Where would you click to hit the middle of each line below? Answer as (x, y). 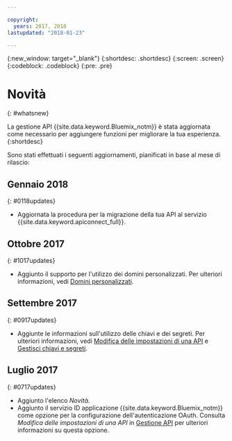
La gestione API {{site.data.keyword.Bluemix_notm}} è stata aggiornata (109, 127)
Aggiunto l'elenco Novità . (53, 400)
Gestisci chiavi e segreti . (52, 348)
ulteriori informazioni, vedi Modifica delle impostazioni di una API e (113, 341)
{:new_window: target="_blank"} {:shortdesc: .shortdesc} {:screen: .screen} (116, 58)
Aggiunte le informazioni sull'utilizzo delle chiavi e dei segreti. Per (111, 333)
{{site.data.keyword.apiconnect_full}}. (72, 222)
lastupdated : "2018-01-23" (46, 33)
